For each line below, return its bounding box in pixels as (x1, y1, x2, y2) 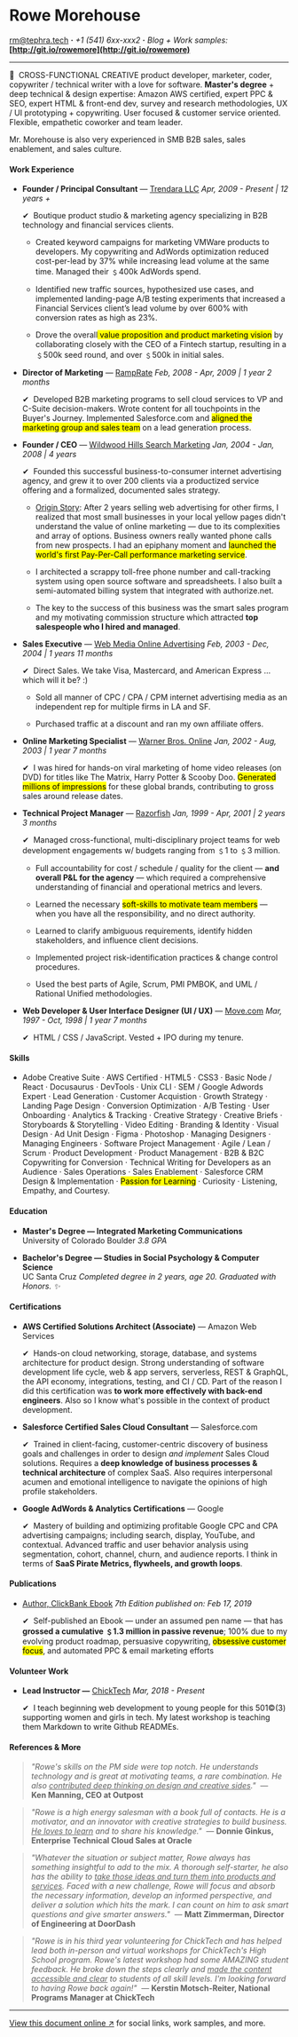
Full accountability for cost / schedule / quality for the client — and (35, 863, 279, 874)
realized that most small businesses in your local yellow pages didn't (35, 511, 286, 522)
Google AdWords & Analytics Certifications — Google (21, 1502, 224, 1514)
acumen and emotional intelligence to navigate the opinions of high (21, 1476, 268, 1487)
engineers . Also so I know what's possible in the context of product (21, 1395, 271, 1406)
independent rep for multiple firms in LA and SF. (35, 701, 211, 712)
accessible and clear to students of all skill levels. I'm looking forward (30, 1973, 286, 1985)
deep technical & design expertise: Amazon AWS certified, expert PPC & (9, 88, 273, 99)
